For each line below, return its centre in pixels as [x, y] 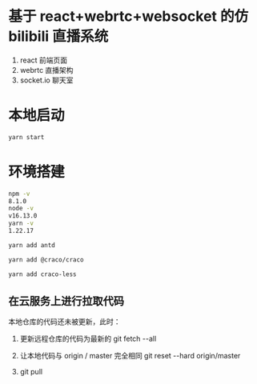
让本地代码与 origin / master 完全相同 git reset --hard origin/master [130, 356]
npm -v [19, 194]
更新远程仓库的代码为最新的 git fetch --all [88, 339]
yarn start [26, 137]
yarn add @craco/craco [46, 260]
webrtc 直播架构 [46, 70]
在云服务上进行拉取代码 [66, 301]
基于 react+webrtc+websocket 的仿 [128, 16]
